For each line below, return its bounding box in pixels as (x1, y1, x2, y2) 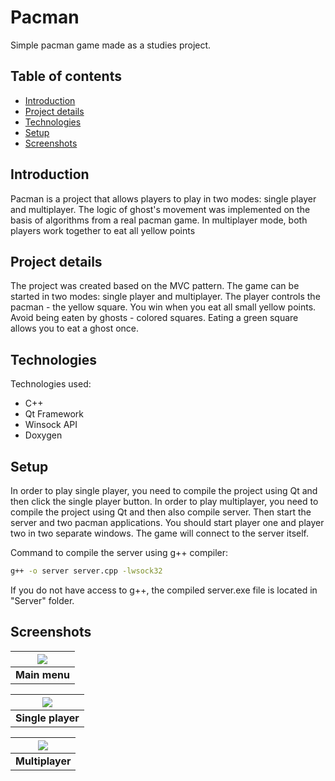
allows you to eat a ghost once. (10, 322, 140, 335)
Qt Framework (24, 408, 84, 420)
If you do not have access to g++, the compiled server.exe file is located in (10, 584, 318, 596)
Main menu (15, 667, 70, 681)
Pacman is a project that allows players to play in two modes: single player (10, 192, 317, 205)
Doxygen (24, 429, 63, 441)
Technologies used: (10, 378, 92, 390)
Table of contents (10, 68, 122, 85)
